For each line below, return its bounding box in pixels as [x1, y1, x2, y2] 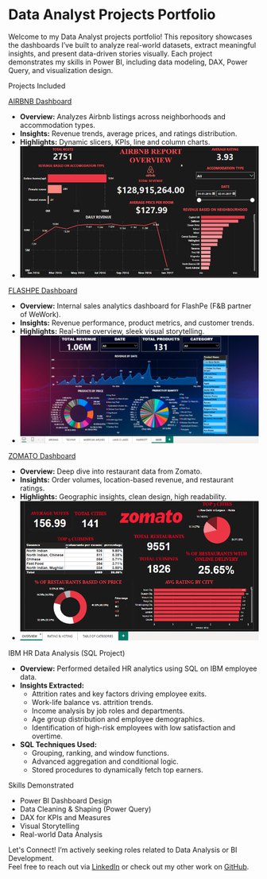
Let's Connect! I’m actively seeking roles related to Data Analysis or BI [8, 845, 238, 855]
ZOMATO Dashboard [8, 451, 76, 460]
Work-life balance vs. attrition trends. [31, 698, 153, 707]
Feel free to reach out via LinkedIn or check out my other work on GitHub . [8, 862, 250, 872]
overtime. [31, 731, 64, 741]
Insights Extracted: [19, 681, 85, 691]
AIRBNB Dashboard [8, 96, 72, 106]
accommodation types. [19, 120, 95, 130]
